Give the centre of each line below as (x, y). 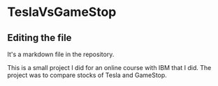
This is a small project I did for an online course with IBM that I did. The (109, 68)
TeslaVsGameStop (62, 12)
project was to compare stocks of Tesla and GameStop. (87, 75)
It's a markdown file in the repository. (61, 54)
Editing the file (39, 38)
